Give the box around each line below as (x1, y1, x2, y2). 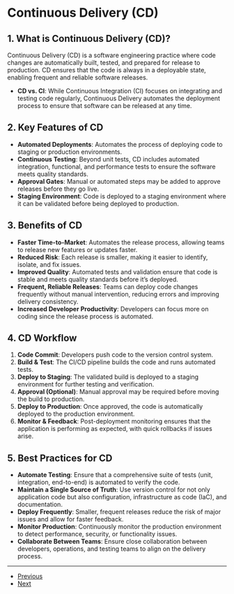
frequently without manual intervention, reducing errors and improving (17, 290, 219, 298)
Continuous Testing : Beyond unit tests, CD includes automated (17, 155, 200, 163)
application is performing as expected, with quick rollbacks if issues (17, 425, 212, 433)
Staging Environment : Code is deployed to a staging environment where (17, 192, 226, 200)
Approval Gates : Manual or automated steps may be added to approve (17, 177, 221, 185)
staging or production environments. (17, 148, 123, 156)
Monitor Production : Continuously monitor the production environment (17, 522, 221, 531)
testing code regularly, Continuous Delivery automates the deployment (17, 94, 221, 102)
